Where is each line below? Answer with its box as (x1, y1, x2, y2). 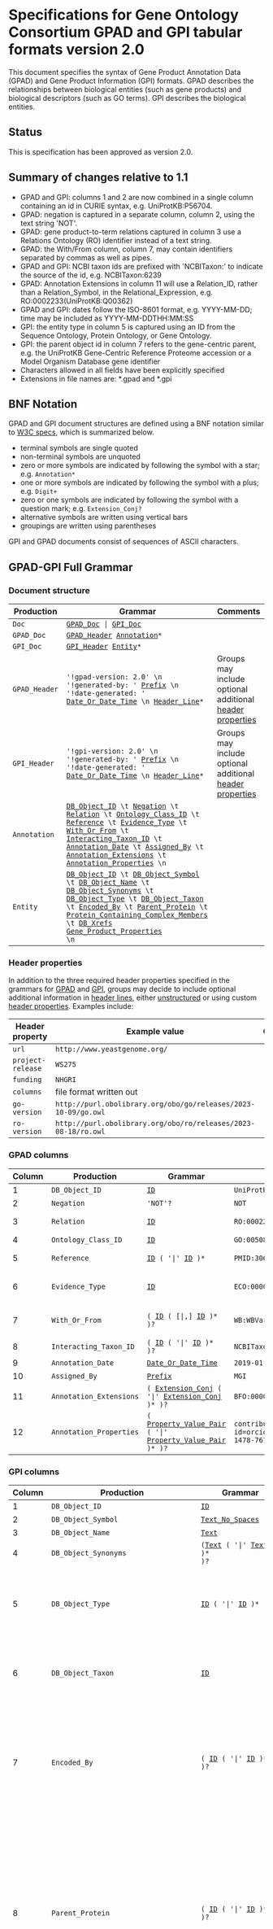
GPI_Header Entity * (66, 642, 142, 652)
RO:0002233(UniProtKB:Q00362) (19, 295, 133, 306)
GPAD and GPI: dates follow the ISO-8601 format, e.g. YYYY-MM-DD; (19, 304, 253, 314)
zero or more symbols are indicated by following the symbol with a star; (19, 460, 260, 470)
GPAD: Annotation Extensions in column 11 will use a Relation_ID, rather (19, 278, 258, 288)
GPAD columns (8, 1150, 69, 1161)
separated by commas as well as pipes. (19, 252, 153, 262)
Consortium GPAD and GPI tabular (8, 23, 243, 41)
